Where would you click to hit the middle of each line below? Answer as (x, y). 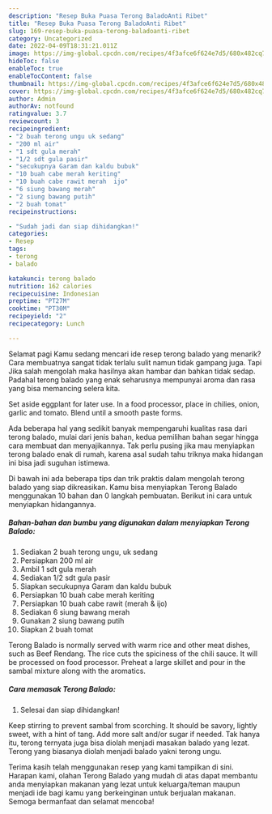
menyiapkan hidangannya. (52, 504)
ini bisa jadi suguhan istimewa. (59, 462)
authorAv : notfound (41, 106)
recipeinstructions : (43, 211)
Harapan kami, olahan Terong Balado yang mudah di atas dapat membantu (133, 775)
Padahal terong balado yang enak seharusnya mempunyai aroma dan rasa (132, 379)
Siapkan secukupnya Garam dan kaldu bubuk (96, 586)
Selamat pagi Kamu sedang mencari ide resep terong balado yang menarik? (135, 354)
